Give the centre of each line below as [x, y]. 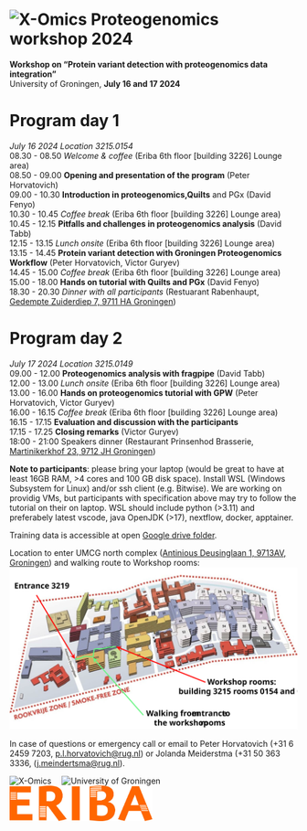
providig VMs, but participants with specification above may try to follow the [153, 497]
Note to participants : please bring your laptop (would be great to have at [147, 469]
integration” [33, 74]
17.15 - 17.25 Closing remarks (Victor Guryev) [95, 431]
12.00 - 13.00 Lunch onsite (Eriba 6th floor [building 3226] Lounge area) [145, 383]
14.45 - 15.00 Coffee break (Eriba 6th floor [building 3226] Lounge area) [145, 272]
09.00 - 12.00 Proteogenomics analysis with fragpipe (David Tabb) [138, 373]
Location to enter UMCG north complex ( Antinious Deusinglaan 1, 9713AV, [148, 552]
